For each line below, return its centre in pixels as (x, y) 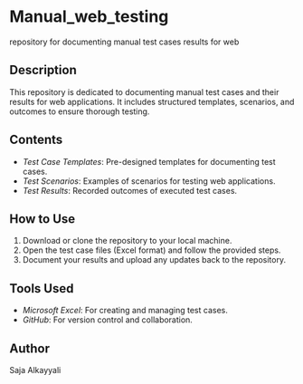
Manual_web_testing (89, 17)
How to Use (43, 219)
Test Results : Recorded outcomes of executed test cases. (130, 190)
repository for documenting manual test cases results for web (124, 42)
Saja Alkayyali (35, 370)
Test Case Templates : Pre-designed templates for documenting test (149, 161)
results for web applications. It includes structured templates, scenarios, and (152, 101)
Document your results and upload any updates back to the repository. (154, 260)
